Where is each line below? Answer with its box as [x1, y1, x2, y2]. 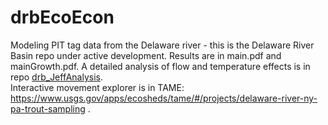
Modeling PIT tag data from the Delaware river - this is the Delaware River [10, 39, 315, 51]
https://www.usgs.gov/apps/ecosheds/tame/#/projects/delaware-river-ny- [10, 92, 318, 104]
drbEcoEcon [10, 6, 115, 29]
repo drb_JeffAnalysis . [10, 71, 103, 83]
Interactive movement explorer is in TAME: [10, 81, 185, 93]
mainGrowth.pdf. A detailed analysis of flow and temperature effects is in [10, 60, 311, 72]
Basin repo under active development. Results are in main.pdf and [10, 49, 282, 61]
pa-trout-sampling [10, 102, 86, 115]
